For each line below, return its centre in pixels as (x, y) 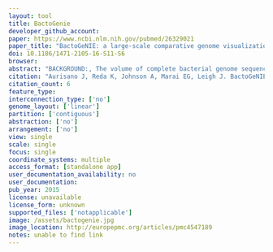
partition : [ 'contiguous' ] (54, 115)
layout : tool (30, 16)
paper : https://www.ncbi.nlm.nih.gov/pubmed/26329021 (102, 39)
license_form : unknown (47, 205)
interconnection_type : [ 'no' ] (60, 99)
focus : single (32, 152)
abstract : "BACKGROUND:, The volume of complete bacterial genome (123, 69)
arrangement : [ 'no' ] (43, 129)
